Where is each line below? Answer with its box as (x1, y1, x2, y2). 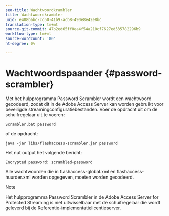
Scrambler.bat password (5, 122, 56, 127)
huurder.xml (5, 174, 31, 180)
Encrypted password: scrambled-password (5, 160, 93, 165)
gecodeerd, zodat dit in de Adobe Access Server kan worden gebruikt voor (5, 101, 164, 107)
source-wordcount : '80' (5, 36, 56, 42)
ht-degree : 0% (5, 41, 36, 46)
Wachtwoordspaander (5, 67, 103, 79)
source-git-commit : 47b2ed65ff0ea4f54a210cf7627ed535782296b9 (5, 27, 141, 32)
